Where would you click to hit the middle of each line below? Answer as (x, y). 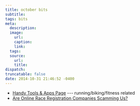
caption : (23, 42)
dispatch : (15, 70)
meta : (11, 24)
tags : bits (16, 19)
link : (20, 47)
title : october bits (27, 10)
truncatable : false (25, 74)
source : (18, 56)
